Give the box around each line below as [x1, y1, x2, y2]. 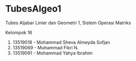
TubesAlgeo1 [5, 3, 62, 15]
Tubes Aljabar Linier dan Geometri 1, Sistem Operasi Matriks [5, 20, 131, 26]
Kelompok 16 [5, 29, 33, 35]
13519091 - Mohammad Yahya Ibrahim [12, 50, 93, 56]
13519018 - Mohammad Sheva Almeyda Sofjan [12, 39, 111, 45]
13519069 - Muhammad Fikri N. [12, 44, 79, 50]
